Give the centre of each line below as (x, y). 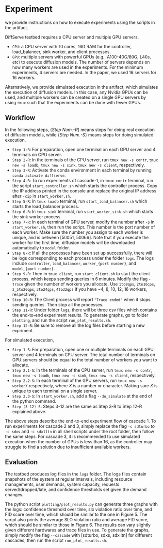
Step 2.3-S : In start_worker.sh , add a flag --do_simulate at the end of (82, 396)
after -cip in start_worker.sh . (41, 196)
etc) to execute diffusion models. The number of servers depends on (81, 62)
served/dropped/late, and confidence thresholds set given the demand (76, 489)
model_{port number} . (33, 268)
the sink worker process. (37, 217)
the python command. (34, 401)
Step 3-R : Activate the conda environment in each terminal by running (82, 170)
